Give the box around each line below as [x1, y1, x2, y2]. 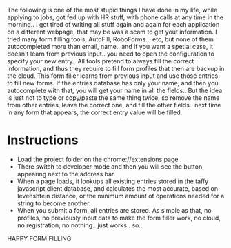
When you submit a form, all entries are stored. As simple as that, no [17, 206, 212, 214]
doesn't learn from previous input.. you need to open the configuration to [7, 50, 215, 58]
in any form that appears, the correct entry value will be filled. [7, 108, 183, 116]
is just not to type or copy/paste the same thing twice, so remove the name [7, 94, 220, 102]
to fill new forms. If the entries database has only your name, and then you [7, 79, 219, 87]
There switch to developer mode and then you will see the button [17, 162, 203, 171]
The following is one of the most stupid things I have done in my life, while [7, 6, 218, 14]
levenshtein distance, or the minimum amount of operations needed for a [17, 192, 225, 200]
